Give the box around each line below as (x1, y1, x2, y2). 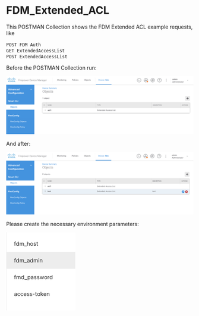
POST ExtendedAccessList (6, 54, 68, 60)
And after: (6, 140, 31, 148)
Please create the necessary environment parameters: (6, 221, 140, 228)
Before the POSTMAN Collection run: (6, 64, 97, 71)
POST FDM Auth (6, 42, 42, 48)
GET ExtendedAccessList (6, 48, 65, 54)
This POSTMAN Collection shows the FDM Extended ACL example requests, (6, 23, 193, 30)
